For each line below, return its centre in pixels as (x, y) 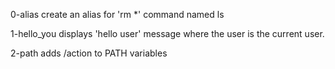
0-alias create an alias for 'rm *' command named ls (117, 14)
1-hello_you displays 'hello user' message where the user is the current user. (167, 33)
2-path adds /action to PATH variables (89, 53)
